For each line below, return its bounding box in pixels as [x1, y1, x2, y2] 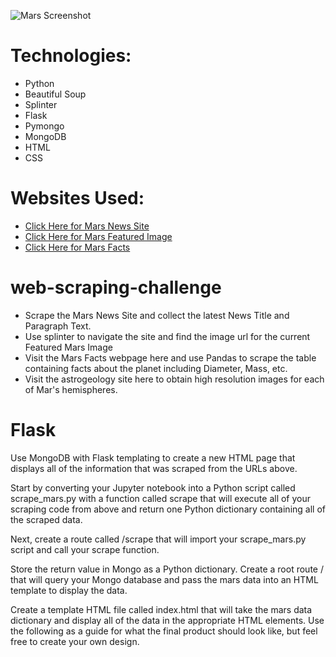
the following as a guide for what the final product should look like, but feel [10, 625, 318, 637]
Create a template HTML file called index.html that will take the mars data [10, 603, 313, 615]
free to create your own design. [10, 635, 140, 647]
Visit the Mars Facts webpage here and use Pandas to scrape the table [24, 351, 317, 364]
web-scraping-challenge [10, 276, 222, 299]
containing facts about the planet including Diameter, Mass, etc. [24, 362, 288, 374]
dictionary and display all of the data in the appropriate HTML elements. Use [10, 614, 325, 626]
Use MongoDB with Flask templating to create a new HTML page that [10, 451, 296, 464]
